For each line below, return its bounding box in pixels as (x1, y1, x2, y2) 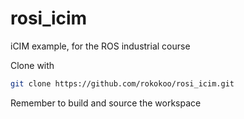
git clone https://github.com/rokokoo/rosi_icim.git (10, 78, 235, 89)
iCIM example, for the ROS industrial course (10, 40, 191, 52)
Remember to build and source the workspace (10, 97, 202, 109)
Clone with (10, 59, 55, 71)
